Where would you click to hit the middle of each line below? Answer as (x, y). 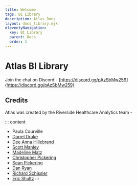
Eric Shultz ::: (25, 178)
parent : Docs (23, 37)
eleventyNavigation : (26, 28)
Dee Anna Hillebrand (33, 142)
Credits (17, 101)
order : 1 (18, 42)
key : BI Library (26, 32)
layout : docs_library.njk (31, 23)
